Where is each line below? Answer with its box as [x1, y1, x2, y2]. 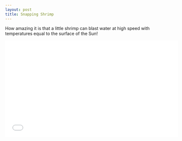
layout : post [5, 7, 32, 12]
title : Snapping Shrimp [5, 12, 54, 17]
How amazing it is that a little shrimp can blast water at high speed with [5, 25, 150, 31]
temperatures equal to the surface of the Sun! [5, 30, 98, 36]
